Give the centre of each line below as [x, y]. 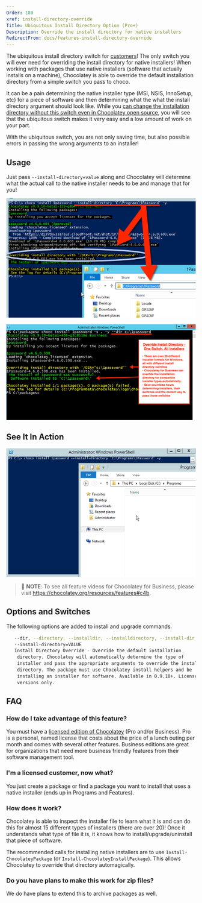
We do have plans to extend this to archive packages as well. [82, 894]
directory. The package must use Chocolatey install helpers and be [105, 670]
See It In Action [35, 437]
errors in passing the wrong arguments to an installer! [73, 143]
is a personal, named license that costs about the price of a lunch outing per [101, 738]
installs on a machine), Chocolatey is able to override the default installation [100, 75]
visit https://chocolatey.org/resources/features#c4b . [86, 593]
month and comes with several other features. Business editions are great [98, 744]
